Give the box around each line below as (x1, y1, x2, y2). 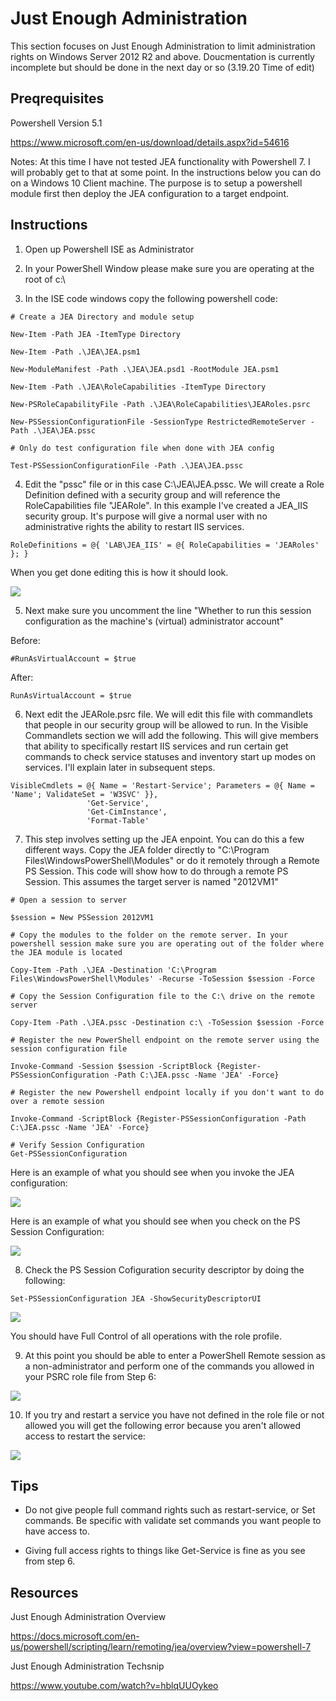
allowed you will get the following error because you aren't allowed (24, 1419, 301, 1431)
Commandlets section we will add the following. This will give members (24, 729, 319, 741)
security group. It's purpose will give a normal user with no (24, 510, 268, 522)
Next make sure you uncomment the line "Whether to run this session (24, 604, 312, 616)
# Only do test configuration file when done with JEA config (10, 443, 275, 453)
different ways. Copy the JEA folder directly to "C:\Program (24, 843, 270, 856)
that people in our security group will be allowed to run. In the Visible (24, 718, 309, 731)
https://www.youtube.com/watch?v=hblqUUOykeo (10, 1680, 219, 1692)
